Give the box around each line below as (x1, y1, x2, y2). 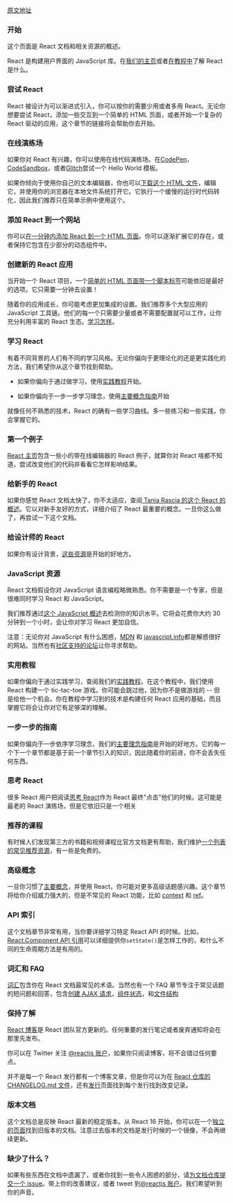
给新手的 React (7, 479, 58, 488)
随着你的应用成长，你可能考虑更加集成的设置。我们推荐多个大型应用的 (7, 300, 208, 309)
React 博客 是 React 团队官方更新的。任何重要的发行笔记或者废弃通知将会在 (7, 1025, 221, 1034)
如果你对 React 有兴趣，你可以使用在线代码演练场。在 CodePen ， (7, 155, 193, 163)
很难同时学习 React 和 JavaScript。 (7, 594, 108, 602)
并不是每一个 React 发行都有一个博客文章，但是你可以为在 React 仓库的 (7, 1073, 211, 1081)
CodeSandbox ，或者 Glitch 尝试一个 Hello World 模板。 (7, 164, 162, 172)
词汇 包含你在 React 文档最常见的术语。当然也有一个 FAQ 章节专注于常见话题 (7, 981, 225, 989)
